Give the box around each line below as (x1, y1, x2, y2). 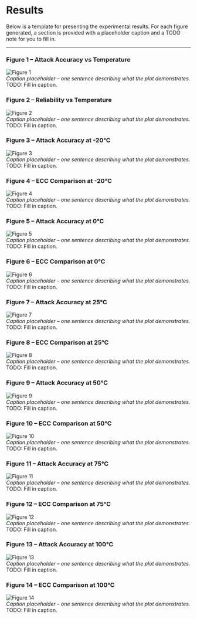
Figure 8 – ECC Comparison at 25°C (6, 338, 109, 346)
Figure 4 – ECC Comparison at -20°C (6, 176, 113, 185)
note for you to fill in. (6, 35, 56, 42)
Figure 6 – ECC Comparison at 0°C (6, 257, 106, 266)
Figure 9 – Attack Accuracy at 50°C (6, 379, 108, 387)
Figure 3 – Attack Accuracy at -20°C (6, 136, 111, 144)
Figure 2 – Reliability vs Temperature (6, 96, 113, 104)
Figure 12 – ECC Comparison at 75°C (6, 500, 111, 508)
